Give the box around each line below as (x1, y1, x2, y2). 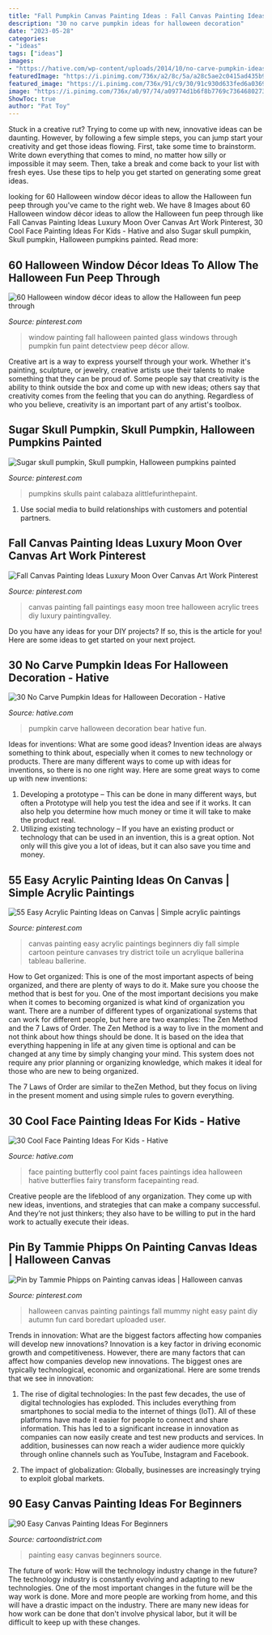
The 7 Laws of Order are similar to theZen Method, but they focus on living (8, 1082, 257, 1092)
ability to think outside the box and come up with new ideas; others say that (8, 382, 261, 392)
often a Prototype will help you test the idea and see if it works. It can (19, 798, 252, 808)
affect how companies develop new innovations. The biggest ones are (8, 1356, 243, 1365)
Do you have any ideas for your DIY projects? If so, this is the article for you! (8, 626, 262, 636)
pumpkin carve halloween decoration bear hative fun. (28, 724, 207, 734)
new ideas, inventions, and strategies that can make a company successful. (8, 1200, 261, 1209)
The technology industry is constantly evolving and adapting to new (8, 1574, 235, 1584)
